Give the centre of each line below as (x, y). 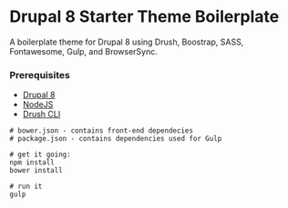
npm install (32, 163)
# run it (26, 187)
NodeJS (38, 104)
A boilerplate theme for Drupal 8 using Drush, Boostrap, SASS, (127, 42)
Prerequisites (40, 74)
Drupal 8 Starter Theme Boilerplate (144, 17)
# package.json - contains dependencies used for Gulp (116, 139)
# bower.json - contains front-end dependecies (102, 131)
